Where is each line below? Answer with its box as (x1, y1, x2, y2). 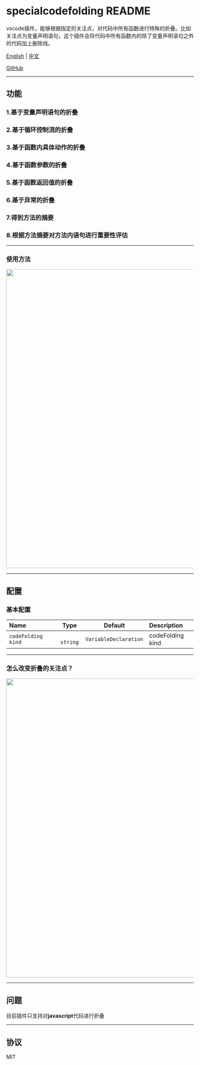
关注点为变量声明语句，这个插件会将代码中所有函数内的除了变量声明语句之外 (6, 32, 194, 39)
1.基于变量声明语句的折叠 (6, 108, 79, 117)
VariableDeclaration (85, 636, 144, 643)
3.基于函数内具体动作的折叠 (6, 144, 85, 152)
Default (104, 621, 125, 630)
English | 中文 (6, 52, 40, 59)
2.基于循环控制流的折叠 (6, 126, 73, 134)
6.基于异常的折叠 (6, 196, 55, 204)
